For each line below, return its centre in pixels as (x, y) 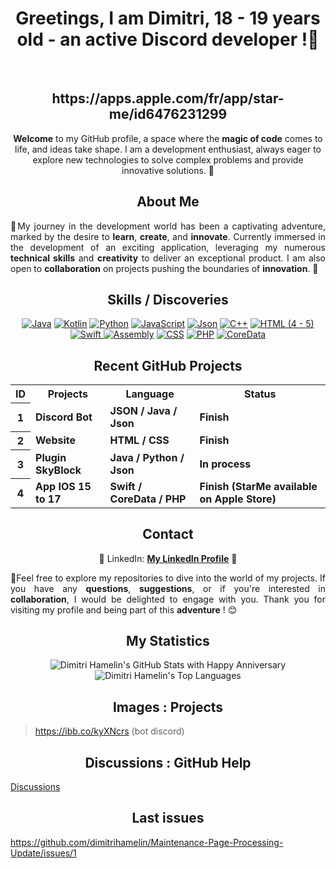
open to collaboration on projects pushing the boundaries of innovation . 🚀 (164, 268)
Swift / (126, 486)
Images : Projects (168, 707)
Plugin (51, 457)
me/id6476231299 (168, 114)
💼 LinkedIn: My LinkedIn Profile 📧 (168, 558)
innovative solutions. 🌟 (168, 170)
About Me (168, 202)
